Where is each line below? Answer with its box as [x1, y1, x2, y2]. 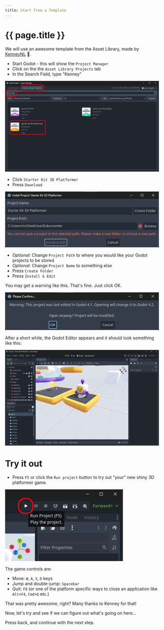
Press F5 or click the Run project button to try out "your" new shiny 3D [12, 475, 155, 480]
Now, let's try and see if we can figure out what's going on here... [5, 610, 137, 616]
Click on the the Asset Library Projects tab [12, 66, 101, 72]
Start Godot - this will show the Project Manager [12, 60, 109, 66]
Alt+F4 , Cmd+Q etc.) [12, 591, 50, 597]
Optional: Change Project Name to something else [12, 263, 112, 269]
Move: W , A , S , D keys [12, 576, 53, 581]
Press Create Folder [12, 268, 54, 274]
